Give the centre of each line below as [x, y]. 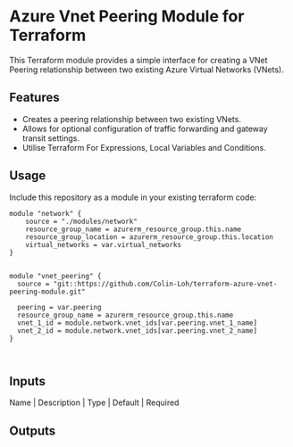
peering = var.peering [59, 307]
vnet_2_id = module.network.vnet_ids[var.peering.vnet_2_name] [137, 331]
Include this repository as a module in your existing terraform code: [133, 197]
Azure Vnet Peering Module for [127, 17]
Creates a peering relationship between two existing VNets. [131, 119]
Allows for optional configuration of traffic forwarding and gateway [145, 128]
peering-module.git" [48, 292]
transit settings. [51, 138]
